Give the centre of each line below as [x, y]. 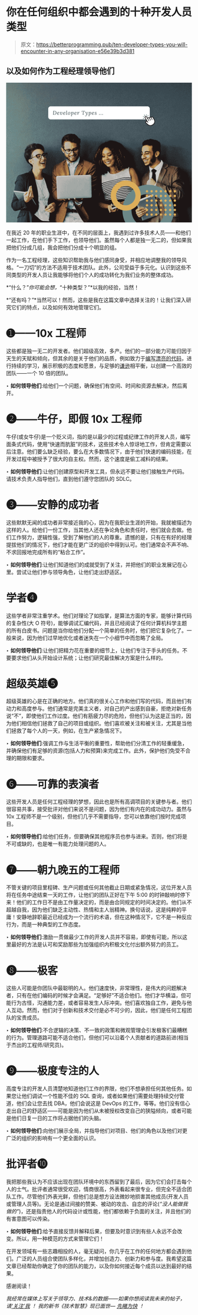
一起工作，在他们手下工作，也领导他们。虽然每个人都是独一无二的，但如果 [96, 240]
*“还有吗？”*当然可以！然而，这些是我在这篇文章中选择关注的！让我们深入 [96, 300]
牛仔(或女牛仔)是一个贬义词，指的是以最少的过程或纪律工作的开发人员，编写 [98, 437]
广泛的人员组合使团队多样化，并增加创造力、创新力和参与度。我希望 [99, 1259]
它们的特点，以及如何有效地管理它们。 [57, 307]
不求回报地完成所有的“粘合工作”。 [47, 552]
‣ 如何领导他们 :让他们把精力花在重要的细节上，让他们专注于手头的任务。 [94, 650]
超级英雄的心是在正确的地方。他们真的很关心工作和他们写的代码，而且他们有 [99, 701]
